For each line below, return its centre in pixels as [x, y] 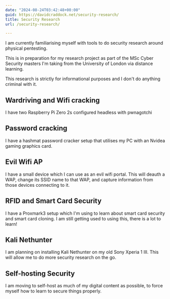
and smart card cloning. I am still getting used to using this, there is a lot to [83, 218]
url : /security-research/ [32, 24]
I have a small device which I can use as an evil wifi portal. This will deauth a [85, 174]
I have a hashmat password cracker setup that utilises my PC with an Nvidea [85, 141]
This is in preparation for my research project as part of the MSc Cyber [79, 58]
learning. [14, 69]
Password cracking [36, 128]
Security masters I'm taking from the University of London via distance [79, 63]
